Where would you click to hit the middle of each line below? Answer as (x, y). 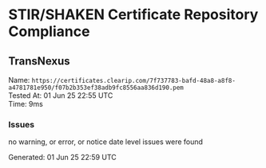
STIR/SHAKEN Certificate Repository (133, 15)
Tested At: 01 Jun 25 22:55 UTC (61, 96)
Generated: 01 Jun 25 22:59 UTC (63, 158)
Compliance (49, 31)
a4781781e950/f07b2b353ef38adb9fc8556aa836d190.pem (96, 88)
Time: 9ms (26, 104)
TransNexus (39, 61)
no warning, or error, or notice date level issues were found (106, 142)
